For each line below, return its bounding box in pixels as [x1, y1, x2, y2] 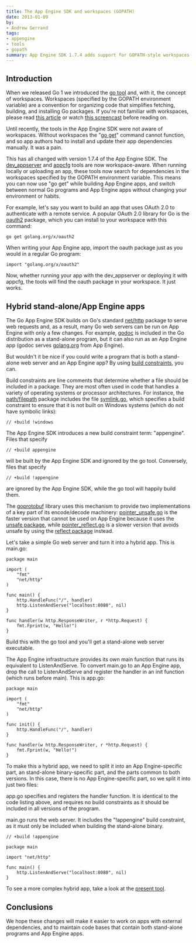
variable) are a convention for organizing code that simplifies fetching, [6, 102, 176, 109]
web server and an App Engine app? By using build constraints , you [20, 359, 184, 366]
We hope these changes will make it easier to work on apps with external [6, 918, 183, 925]
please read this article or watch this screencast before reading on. [6, 114, 168, 121]
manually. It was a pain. [6, 144, 63, 151]
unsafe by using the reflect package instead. [6, 528, 114, 535]
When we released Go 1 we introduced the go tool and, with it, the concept [6, 89, 186, 97]
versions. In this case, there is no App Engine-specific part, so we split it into [6, 775, 191, 782]
